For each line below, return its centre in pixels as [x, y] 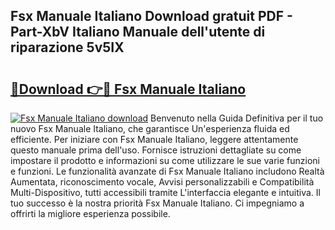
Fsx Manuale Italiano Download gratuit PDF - [151, 16]
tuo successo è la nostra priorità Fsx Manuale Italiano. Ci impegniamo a [157, 203]
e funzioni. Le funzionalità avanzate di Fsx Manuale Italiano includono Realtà [167, 171]
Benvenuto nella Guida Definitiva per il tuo [237, 118]
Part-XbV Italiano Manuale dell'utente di [138, 32]
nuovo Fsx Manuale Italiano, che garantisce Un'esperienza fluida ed [150, 128]
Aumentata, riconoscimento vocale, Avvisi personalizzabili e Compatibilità [162, 182]
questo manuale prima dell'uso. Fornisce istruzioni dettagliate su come [156, 150]
